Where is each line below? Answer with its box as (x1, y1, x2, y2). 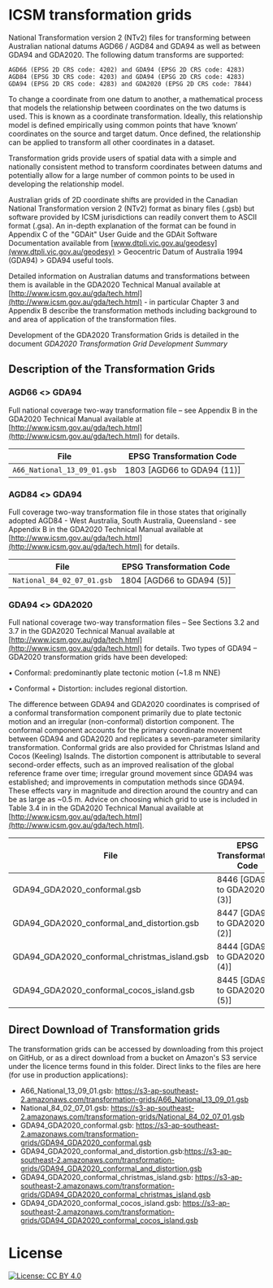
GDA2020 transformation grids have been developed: (8, 653, 188, 662)
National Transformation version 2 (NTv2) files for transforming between (8, 33, 251, 42)
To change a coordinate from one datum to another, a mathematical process (8, 94, 263, 103)
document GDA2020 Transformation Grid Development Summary (8, 338, 228, 348)
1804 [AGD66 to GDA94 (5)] (120, 574, 232, 586)
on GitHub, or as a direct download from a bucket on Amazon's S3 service (8, 1053, 258, 1063)
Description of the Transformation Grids (8, 362, 215, 376)
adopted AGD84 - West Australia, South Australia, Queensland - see (8, 515, 237, 526)
